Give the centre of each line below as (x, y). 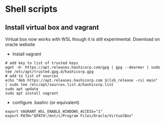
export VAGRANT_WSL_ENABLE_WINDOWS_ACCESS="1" (54, 112)
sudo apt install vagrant (32, 93)
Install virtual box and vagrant (52, 27)
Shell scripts (31, 9)
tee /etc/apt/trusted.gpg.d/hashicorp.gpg (49, 72)
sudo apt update (22, 89)
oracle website (20, 44)
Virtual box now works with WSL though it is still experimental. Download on (82, 39)
